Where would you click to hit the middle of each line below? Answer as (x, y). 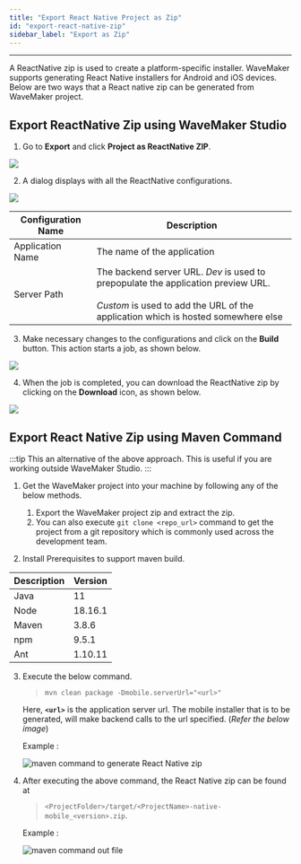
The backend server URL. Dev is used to (181, 272)
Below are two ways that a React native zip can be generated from (132, 87)
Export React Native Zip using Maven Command (146, 437)
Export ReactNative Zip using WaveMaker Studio (148, 125)
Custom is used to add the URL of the (175, 306)
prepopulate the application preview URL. (183, 284)
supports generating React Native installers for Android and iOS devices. (143, 78)
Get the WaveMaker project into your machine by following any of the (150, 486)
